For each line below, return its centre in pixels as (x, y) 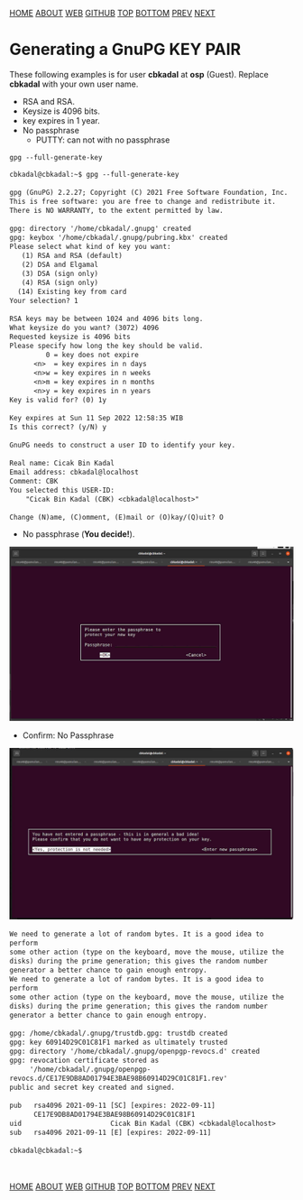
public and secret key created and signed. (92, 1087)
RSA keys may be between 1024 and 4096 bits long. (106, 318)
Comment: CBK (34, 481)
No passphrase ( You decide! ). (78, 534)
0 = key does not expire (92, 355)
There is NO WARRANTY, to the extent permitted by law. (116, 210)
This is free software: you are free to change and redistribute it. (143, 201)
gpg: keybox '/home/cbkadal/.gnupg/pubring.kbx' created (119, 237)
